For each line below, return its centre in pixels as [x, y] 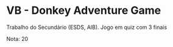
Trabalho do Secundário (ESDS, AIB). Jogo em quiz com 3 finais [87, 27]
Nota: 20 [17, 39]
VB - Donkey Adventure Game [84, 11]
